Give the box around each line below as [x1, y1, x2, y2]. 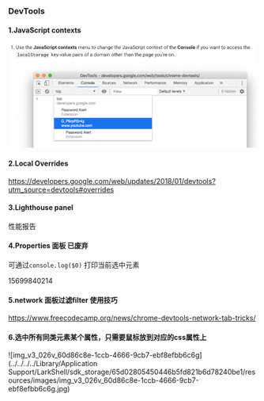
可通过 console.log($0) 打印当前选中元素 [8, 260, 140, 270]
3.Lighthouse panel [8, 203, 74, 212]
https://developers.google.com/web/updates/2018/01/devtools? [8, 176, 216, 185]
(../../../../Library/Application [8, 359, 98, 369]
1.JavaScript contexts [8, 25, 81, 35]
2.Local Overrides [8, 158, 69, 168]
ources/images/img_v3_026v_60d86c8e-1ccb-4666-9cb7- [8, 376, 199, 385]
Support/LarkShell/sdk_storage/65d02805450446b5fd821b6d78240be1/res [8, 367, 256, 377]
